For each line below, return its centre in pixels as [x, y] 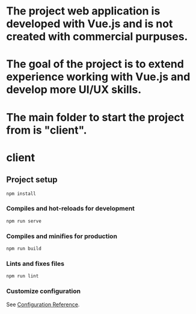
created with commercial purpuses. [97, 37]
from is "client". [47, 130]
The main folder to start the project [95, 117]
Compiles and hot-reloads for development [71, 209]
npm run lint [23, 276]
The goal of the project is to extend [95, 64]
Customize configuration [44, 291]
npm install [21, 194]
